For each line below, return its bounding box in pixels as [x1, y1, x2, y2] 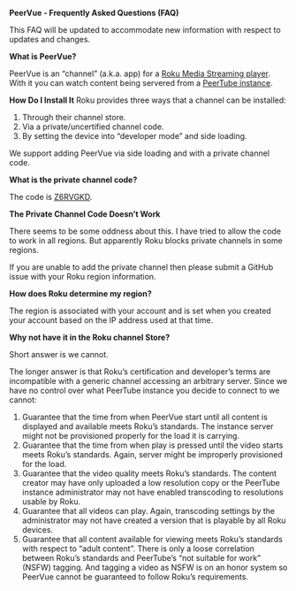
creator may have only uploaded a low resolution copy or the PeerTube [21, 478, 280, 487]
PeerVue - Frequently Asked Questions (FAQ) [9, 8, 179, 18]
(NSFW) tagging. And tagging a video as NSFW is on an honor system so [21, 562, 288, 572]
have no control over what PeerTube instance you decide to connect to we [9, 385, 280, 395]
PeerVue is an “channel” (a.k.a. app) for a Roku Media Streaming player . [9, 68, 271, 79]
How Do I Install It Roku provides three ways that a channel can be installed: [9, 95, 287, 105]
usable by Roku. [21, 496, 81, 507]
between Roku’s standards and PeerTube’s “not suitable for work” [21, 553, 262, 563]
